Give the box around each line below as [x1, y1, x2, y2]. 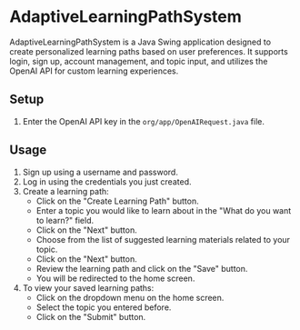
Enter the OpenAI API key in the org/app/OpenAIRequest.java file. [22, 115, 265, 126]
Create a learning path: [22, 185, 109, 196]
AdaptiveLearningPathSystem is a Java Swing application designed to [9, 36, 271, 47]
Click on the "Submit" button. [35, 311, 146, 322]
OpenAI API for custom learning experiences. [9, 65, 179, 76]
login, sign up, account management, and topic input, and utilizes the [9, 55, 268, 66]
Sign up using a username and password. [22, 166, 179, 177]
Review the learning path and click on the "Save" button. [35, 263, 248, 274]
